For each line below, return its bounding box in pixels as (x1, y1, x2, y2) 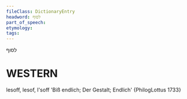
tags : (6, 30, 19, 36)
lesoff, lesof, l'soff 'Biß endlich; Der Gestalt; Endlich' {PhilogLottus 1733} (6, 86, 182, 94)
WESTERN (6, 67, 58, 80)
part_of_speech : (6, 19, 46, 25)
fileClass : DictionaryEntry (6, 8, 76, 15)
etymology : (6, 25, 33, 31)
